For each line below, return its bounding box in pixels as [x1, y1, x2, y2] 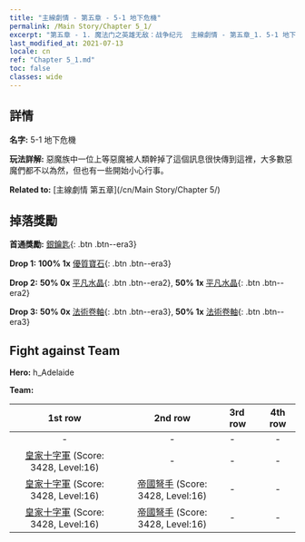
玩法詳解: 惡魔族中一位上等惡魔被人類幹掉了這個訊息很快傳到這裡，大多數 [9, 153, 285, 164]
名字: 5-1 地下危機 [9, 133, 77, 145]
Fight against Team [9, 342, 121, 359]
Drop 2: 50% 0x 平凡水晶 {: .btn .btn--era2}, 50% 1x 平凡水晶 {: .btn [9, 278, 261, 289]
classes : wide [9, 73, 64, 82]
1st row [47, 412, 82, 425]
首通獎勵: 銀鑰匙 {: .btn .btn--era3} [9, 239, 138, 250]
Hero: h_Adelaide [9, 367, 74, 378]
